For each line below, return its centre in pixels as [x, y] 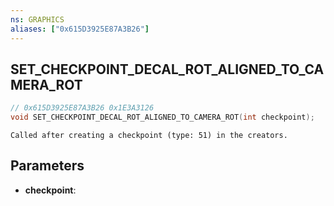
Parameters [47, 166]
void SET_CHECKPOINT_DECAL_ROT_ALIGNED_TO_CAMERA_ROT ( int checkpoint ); [162, 117]
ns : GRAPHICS [37, 19]
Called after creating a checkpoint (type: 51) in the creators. [149, 136]
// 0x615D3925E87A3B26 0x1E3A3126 [82, 108]
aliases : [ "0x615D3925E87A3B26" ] [80, 29]
